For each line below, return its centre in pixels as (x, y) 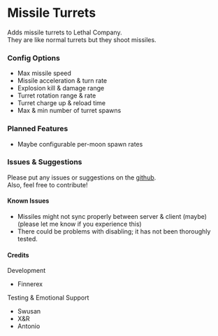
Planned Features (38, 129)
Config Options (34, 58)
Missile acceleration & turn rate (62, 81)
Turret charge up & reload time (61, 103)
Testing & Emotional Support (48, 298)
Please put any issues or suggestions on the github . (82, 177)
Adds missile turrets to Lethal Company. (65, 32)
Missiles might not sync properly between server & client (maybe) (112, 217)
